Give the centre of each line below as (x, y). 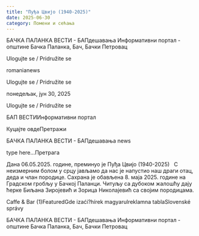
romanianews (23, 70)
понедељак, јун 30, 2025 (39, 94)
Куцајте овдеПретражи (37, 129)
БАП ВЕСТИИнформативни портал (51, 117)
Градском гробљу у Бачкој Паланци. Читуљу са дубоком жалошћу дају (99, 184)
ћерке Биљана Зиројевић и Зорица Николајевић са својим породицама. (100, 190)
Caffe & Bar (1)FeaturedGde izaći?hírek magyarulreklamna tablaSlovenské (98, 202)
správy (15, 208)
